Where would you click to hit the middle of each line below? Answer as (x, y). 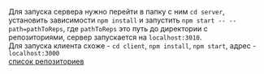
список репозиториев (46, 61)
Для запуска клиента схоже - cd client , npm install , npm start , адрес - (132, 46)
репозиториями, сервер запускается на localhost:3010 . (105, 37)
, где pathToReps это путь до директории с (136, 29)
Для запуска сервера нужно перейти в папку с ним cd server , (117, 12)
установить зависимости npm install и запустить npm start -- (117, 20)
